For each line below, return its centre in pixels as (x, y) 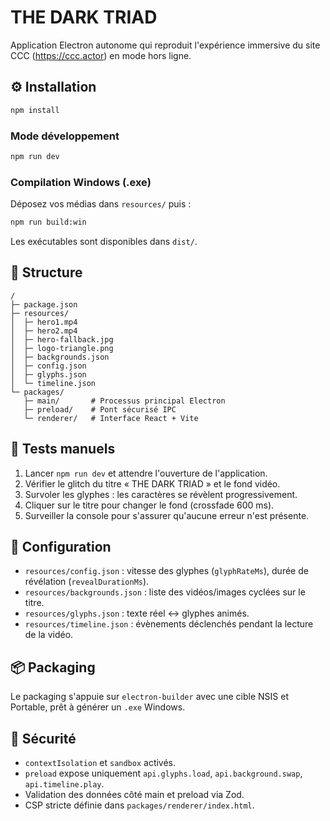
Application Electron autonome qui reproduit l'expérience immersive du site (165, 45)
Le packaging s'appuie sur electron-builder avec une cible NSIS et (150, 697)
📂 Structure (46, 272)
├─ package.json (44, 304)
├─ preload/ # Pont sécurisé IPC (100, 409)
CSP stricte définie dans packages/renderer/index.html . (139, 805)
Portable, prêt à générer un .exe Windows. (98, 707)
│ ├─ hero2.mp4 (44, 331)
